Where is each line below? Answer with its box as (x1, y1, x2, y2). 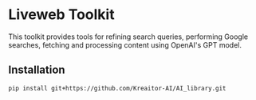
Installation (8, 63, 65, 77)
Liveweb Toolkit (8, 6, 115, 24)
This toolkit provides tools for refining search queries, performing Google (8, 32, 249, 41)
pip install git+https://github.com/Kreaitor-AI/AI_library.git (8, 84, 226, 92)
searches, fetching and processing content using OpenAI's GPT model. (8, 40, 242, 49)
